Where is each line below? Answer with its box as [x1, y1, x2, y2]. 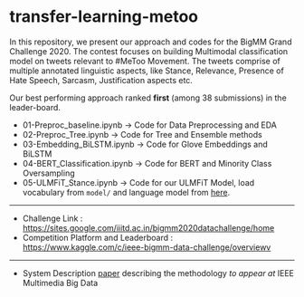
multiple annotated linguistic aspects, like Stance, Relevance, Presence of [9, 65, 285, 76]
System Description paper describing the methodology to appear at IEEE [22, 267, 294, 278]
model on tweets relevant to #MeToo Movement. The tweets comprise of [9, 55, 280, 66]
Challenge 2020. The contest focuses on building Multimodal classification [9, 45, 289, 56]
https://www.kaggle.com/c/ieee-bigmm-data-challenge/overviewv [22, 242, 271, 253]
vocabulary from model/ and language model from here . [22, 187, 231, 197]
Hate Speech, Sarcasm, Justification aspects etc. [9, 74, 193, 85]
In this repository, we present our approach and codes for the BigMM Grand [9, 36, 292, 47]
